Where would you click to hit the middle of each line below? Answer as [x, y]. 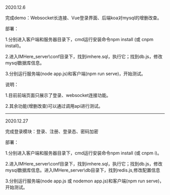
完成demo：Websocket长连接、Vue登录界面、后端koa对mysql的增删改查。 [83, 18]
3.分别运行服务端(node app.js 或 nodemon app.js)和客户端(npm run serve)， [85, 181]
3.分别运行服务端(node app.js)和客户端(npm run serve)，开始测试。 [75, 74]
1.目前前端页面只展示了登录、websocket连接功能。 [58, 95]
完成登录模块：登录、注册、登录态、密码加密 [52, 131]
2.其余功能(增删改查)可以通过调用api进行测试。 [54, 106]
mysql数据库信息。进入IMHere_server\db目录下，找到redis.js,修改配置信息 [83, 170]
